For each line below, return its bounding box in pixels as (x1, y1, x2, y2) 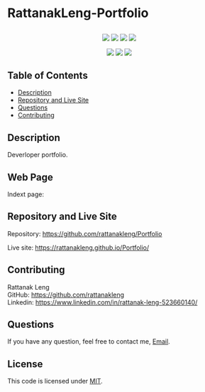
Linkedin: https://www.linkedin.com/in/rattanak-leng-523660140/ (7, 297, 198, 307)
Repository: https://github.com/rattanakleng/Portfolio (7, 229, 162, 238)
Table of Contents (7, 69, 89, 81)
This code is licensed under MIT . (7, 377, 103, 386)
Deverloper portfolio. (7, 151, 69, 159)
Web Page (7, 171, 53, 183)
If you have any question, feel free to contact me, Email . (7, 337, 170, 346)
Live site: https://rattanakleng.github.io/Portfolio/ (7, 243, 150, 252)
